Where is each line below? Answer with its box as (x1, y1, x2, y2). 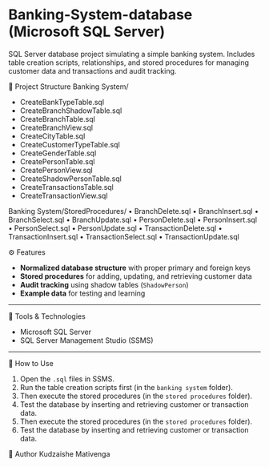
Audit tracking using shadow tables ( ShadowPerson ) (19, 280, 190, 289)
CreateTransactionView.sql (19, 191, 108, 200)
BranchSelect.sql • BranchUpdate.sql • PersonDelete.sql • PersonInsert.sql (8, 215, 258, 224)
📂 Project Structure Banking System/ (8, 82, 129, 91)
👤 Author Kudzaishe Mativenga (8, 449, 110, 458)
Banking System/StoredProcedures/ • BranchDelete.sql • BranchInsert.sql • (8, 206, 259, 215)
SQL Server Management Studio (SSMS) (19, 335, 154, 345)
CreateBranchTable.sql (19, 114, 96, 123)
